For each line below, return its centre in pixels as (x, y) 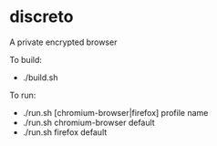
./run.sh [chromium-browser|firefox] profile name (115, 112)
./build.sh (40, 77)
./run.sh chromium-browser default (88, 122)
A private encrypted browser (63, 42)
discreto (41, 17)
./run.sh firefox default (65, 132)
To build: (26, 59)
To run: (23, 95)
